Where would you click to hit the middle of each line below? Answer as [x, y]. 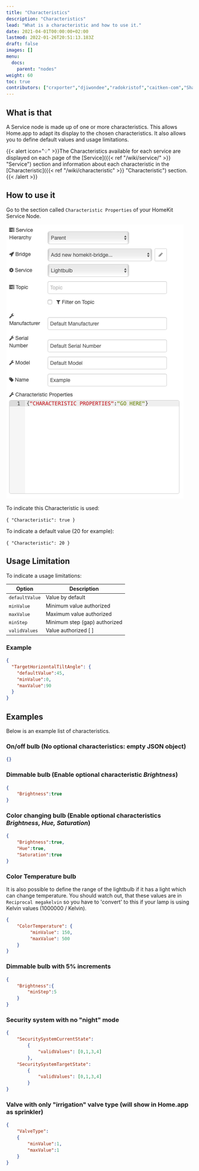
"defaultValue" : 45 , [41, 673]
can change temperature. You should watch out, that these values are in [94, 896]
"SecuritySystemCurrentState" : [55, 1039]
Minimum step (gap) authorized [84, 622]
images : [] [20, 51]
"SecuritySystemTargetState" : [54, 1064]
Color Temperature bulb [41, 876]
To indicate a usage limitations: [44, 575]
